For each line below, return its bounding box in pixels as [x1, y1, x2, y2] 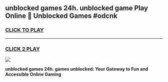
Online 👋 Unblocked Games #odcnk [5, 12, 117, 20]
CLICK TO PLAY [5, 27, 44, 34]
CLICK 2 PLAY [5, 45, 40, 52]
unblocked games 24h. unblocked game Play [5, 4, 148, 12]
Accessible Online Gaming [5, 71, 61, 77]
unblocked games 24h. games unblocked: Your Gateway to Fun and [5, 66, 148, 72]
